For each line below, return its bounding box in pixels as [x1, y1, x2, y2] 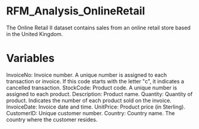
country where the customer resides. [6, 116, 98, 123]
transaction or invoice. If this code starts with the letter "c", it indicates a [6, 77, 185, 85]
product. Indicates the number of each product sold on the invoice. [6, 97, 172, 104]
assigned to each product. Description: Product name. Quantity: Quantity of [6, 90, 193, 97]
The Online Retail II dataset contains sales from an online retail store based [6, 24, 191, 31]
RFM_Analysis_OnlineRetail [6, 4, 146, 18]
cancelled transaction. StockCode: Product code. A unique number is [6, 84, 177, 91]
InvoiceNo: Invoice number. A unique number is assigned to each [6, 71, 167, 79]
